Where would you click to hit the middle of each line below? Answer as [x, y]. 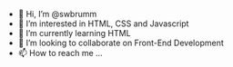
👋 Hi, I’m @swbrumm [57, 14]
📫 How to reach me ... [60, 53]
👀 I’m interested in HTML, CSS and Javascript [103, 24]
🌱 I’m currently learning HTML [74, 33]
